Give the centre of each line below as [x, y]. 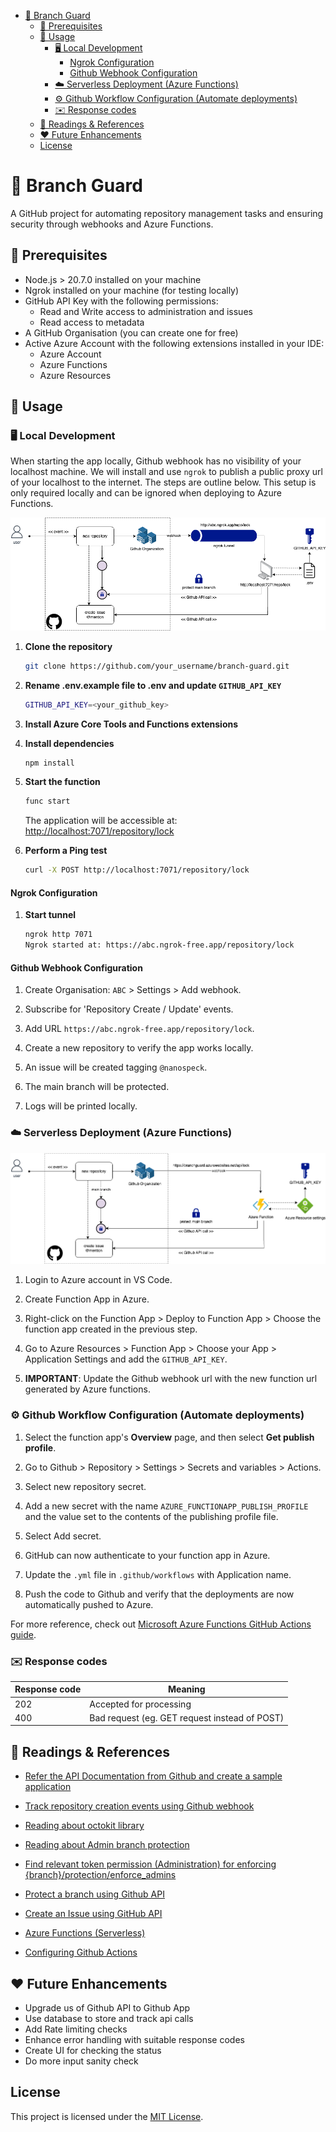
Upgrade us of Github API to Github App [107, 2008]
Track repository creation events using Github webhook [139, 1806]
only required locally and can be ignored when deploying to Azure [146, 493]
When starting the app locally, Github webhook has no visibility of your [156, 461]
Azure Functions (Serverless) [85, 1933]
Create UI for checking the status [93, 2051]
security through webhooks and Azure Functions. [112, 224]
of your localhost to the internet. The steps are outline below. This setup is [163, 482]
